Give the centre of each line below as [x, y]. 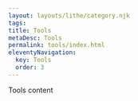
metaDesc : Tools [35, 38]
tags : [17, 23]
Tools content [31, 90]
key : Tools [34, 60]
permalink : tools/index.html [57, 45]
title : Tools [30, 30]
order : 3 [30, 68]
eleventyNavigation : [43, 52]
